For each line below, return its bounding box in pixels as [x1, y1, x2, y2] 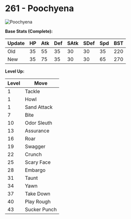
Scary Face [25, 158, 51, 165]
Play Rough [25, 198, 51, 205]
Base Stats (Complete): [5, 28, 53, 34]
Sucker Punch [25, 206, 57, 213]
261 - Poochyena [5, 3, 74, 14]
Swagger [25, 143, 46, 150]
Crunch [25, 151, 42, 157]
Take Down [25, 190, 51, 197]
